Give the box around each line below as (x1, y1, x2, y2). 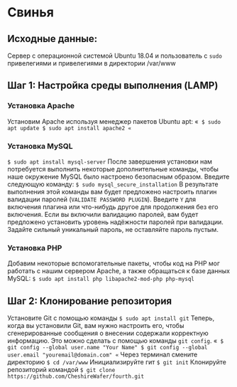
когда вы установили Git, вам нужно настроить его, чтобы (7, 322, 184, 330)
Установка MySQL (7, 141, 73, 151)
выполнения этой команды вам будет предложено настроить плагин (7, 187, 217, 196)
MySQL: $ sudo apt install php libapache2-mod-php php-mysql (7, 275, 195, 283)
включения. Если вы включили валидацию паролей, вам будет (7, 210, 199, 218)
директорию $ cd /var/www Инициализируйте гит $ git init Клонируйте (7, 358, 227, 366)
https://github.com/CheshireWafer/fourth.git (7, 373, 144, 381)
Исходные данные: (7, 33, 98, 45)
